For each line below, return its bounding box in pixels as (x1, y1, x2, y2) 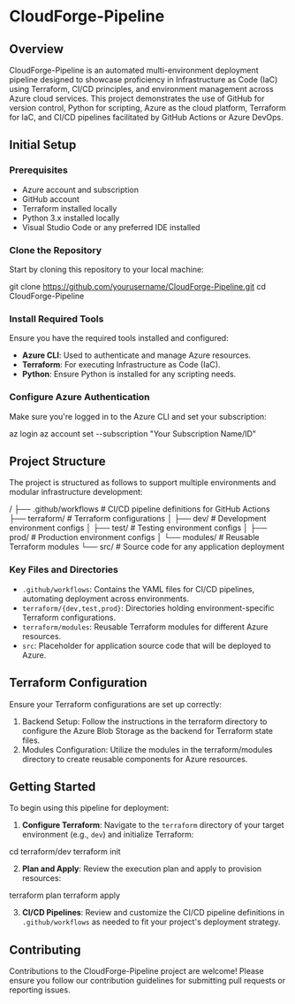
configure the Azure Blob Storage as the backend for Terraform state (21, 725, 274, 736)
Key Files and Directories (9, 564, 119, 576)
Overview (9, 42, 64, 57)
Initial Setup (9, 137, 77, 152)
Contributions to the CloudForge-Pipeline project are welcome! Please (9, 966, 264, 977)
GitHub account (21, 193, 79, 205)
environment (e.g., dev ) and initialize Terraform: (21, 830, 194, 840)
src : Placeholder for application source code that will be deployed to (21, 640, 272, 651)
